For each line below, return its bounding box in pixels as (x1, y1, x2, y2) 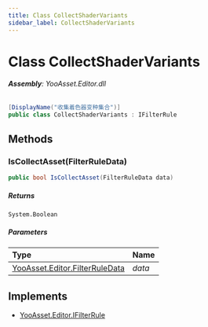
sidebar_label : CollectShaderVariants (8, 19, 135, 27)
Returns (8, 190, 35, 200)
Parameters (8, 227, 48, 237)
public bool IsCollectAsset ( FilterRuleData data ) (8, 174, 174, 182)
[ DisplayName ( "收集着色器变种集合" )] (8, 103, 121, 111)
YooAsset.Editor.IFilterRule (19, 310, 106, 319)
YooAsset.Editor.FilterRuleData (12, 263, 126, 274)
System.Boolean (8, 211, 58, 219)
